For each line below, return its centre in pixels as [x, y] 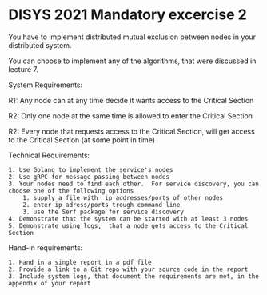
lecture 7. [23, 69]
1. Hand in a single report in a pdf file [80, 262]
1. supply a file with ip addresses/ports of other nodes [123, 197]
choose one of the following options [71, 191]
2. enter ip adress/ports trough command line [102, 205]
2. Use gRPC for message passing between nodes [89, 177]
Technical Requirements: [49, 155]
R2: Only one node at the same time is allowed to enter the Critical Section [131, 116]
